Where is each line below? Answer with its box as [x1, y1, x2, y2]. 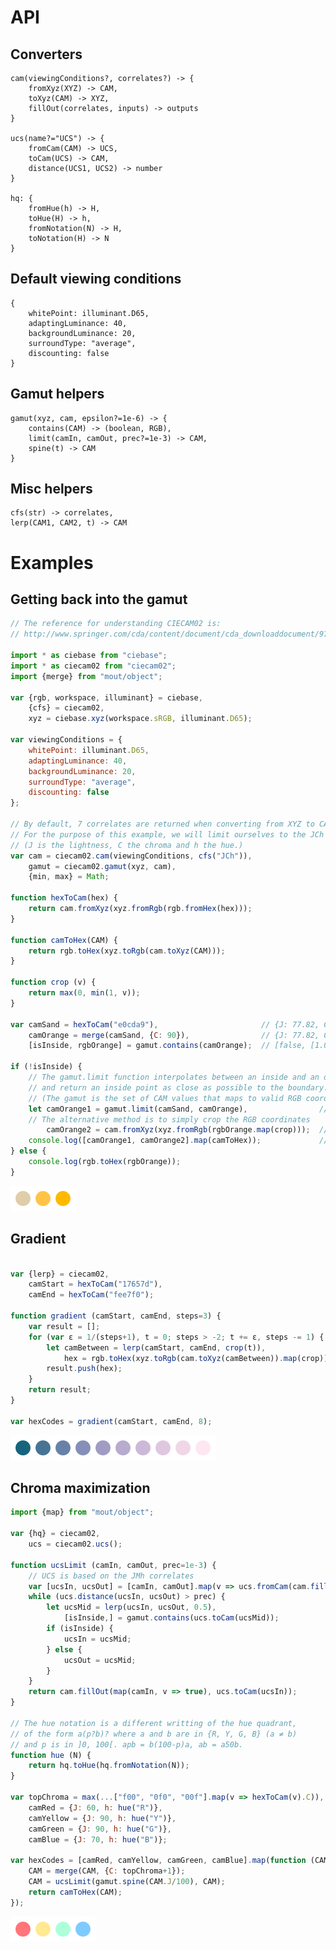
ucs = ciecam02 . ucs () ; [28, 1539, 123, 1550]
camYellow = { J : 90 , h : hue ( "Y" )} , [28, 1813, 177, 1823]
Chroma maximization [10, 1480, 151, 1497]
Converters [10, 46, 83, 63]
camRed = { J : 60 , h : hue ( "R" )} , [28, 1802, 163, 1813]
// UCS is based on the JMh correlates [28, 1571, 195, 1581]
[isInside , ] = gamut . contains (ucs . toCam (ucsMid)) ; [63, 1613, 280, 1623]
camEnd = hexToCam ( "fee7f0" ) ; [28, 1290, 155, 1300]
